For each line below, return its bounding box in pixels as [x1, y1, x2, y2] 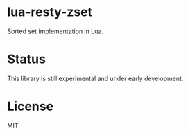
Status [7, 51, 46, 67]
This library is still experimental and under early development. [7, 74, 184, 82]
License [7, 98, 54, 114]
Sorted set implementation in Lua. [7, 27, 104, 35]
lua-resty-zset [7, 4, 92, 20]
